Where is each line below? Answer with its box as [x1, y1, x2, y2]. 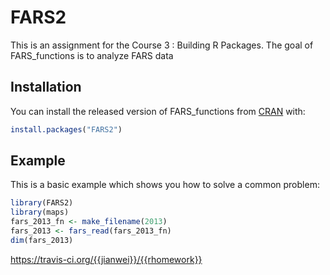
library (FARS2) [10, 198, 74, 208]
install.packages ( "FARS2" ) [10, 124, 123, 135]
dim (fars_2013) [10, 235, 74, 245]
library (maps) [10, 207, 70, 218]
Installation [10, 79, 82, 96]
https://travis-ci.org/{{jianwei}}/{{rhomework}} [10, 253, 203, 265]
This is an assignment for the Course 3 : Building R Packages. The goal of [10, 39, 314, 51]
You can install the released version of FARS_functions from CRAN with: [10, 105, 306, 117]
